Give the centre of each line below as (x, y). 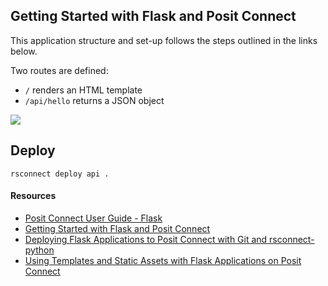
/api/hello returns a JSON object (94, 100)
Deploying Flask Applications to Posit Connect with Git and (146, 239)
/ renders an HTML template (83, 90)
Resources (33, 196)
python (39, 250)
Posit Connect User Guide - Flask (93, 218)
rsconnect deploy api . (60, 174)
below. (24, 51)
